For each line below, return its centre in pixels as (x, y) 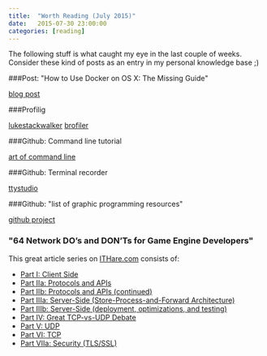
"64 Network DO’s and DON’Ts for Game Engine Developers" (131, 241)
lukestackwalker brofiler (49, 126)
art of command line (42, 157)
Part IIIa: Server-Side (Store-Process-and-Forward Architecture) (127, 300)
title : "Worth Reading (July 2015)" (72, 16)
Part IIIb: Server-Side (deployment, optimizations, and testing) (123, 308)
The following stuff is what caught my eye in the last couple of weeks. (125, 54)
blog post (24, 94)
